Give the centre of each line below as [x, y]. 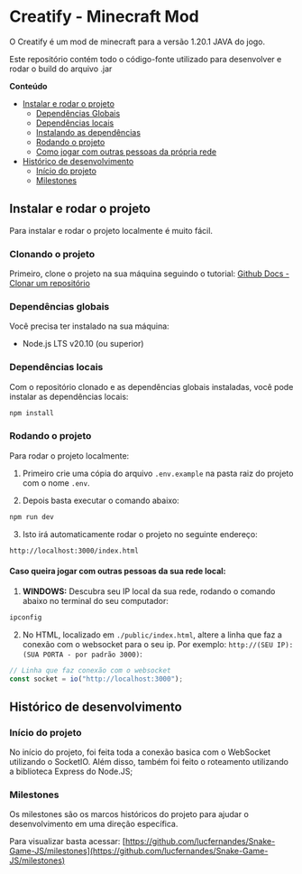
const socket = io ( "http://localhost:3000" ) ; [96, 679]
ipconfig [26, 617]
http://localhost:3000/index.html [74, 551]
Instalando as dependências [88, 132]
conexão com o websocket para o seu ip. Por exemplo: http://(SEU [147, 644]
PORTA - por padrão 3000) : [92, 654]
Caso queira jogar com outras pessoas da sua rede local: [118, 572]
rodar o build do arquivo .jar [61, 69]
